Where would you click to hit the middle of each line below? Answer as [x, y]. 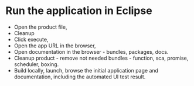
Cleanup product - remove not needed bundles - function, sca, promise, [101, 58]
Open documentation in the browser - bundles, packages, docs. [91, 51]
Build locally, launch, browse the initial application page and [86, 70]
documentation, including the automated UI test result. [80, 77]
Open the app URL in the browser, [55, 46]
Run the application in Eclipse [79, 11]
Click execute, [31, 39]
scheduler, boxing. [36, 64]
